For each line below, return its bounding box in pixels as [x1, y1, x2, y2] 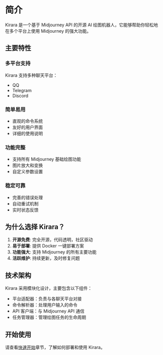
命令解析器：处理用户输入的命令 [12, 302, 78, 308]
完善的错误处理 [12, 194, 43, 201]
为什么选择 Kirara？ [5, 222, 65, 231]
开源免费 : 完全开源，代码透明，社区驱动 [12, 237, 93, 243]
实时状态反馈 [12, 206, 39, 213]
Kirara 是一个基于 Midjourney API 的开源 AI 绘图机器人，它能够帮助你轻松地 [5, 22, 158, 28]
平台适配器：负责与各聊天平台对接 [12, 296, 82, 302]
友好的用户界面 [12, 124, 43, 130]
